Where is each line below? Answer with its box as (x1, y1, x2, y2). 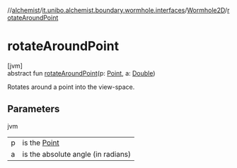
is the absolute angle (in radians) (22, 149, 132, 159)
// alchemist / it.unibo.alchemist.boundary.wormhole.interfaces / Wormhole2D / (7, 6, 228, 14)
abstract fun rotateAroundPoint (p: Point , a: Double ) (7, 68, 156, 77)
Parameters (7, 103, 60, 115)
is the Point (22, 138, 60, 148)
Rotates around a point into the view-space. (7, 83, 135, 91)
